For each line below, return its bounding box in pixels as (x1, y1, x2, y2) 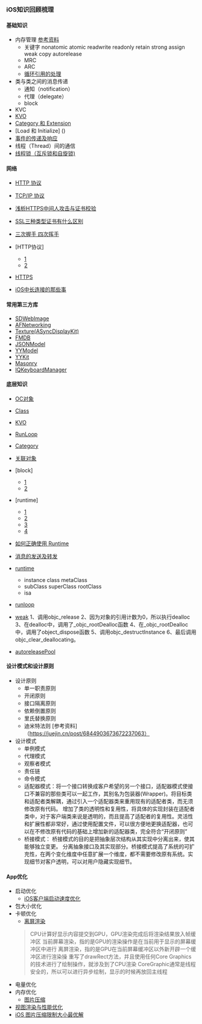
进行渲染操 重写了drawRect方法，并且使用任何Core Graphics (40, 953, 192, 960)
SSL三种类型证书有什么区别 (14, 218, 83, 225)
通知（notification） (24, 86, 74, 93)
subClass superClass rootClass (24, 583, 102, 590)
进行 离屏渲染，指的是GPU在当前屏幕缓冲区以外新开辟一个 (46, 946, 191, 953)
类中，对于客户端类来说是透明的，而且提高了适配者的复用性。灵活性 (24, 812, 194, 820)
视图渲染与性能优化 (14, 1003, 63, 1011)
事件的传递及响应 (14, 134, 58, 142)
